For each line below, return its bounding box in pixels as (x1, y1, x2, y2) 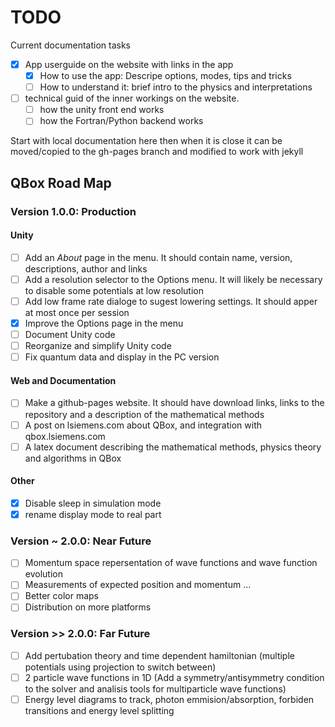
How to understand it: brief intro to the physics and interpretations (39, 81, 313, 93)
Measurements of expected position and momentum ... (24, 579, 252, 591)
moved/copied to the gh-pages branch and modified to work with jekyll (10, 146, 304, 158)
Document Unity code (24, 329, 116, 341)
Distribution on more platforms (24, 601, 152, 613)
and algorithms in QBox (24, 452, 122, 464)
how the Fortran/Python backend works (39, 115, 204, 127)
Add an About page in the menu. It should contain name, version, (24, 251, 293, 263)
